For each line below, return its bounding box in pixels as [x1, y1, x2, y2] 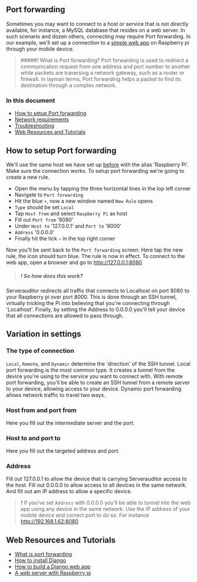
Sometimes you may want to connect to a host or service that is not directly [6, 20, 189, 27]
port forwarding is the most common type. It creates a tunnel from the [6, 366, 175, 373]
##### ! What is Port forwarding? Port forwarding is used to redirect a [20, 56, 189, 63]
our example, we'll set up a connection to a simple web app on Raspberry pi [6, 39, 189, 46]
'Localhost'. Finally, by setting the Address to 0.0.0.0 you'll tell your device [6, 306, 185, 313]
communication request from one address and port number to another [20, 63, 191, 70]
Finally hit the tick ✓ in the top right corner [14, 235, 116, 242]
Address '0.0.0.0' [14, 229, 55, 236]
